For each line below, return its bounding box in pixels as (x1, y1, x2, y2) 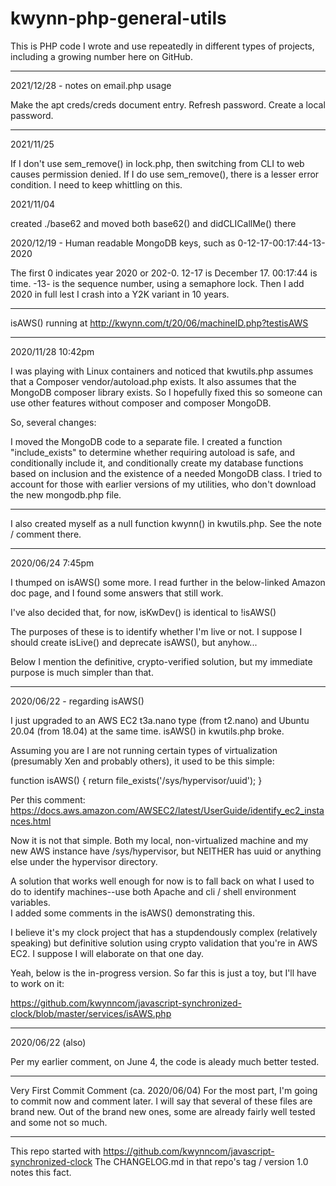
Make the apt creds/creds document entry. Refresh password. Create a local (10, 98, 326, 111)
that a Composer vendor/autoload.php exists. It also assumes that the (10, 375, 297, 387)
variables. (10, 896, 51, 908)
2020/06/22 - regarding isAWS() (10, 695, 145, 707)
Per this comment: (10, 793, 86, 806)
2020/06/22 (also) (10, 1036, 87, 1048)
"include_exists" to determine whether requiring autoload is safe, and (10, 446, 296, 458)
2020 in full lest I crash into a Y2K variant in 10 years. (10, 288, 230, 300)
